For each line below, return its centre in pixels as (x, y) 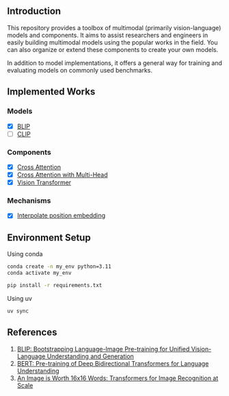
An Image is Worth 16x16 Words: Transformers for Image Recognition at (118, 378)
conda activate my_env (39, 273)
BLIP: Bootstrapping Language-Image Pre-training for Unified (103, 349)
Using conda (25, 254)
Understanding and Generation (91, 356)
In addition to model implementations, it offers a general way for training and (114, 63)
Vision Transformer (44, 183)
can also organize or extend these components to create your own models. (113, 49)
